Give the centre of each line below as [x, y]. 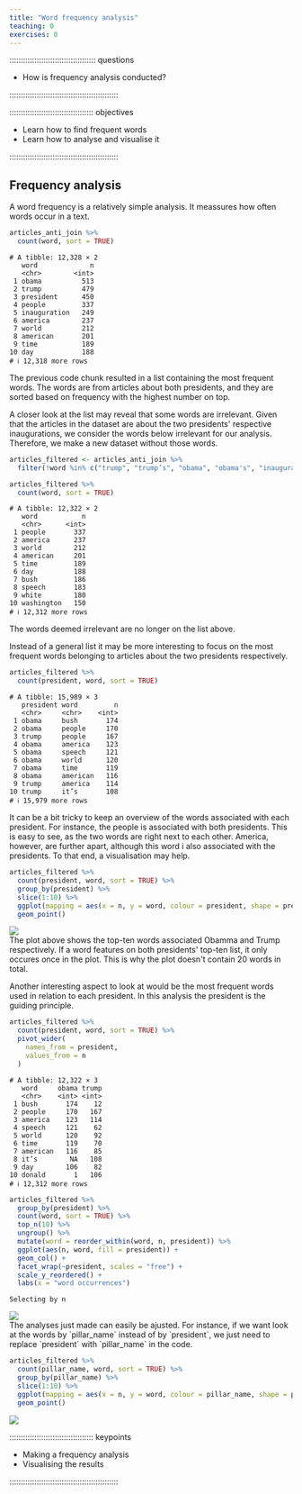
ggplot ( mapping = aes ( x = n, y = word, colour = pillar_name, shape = [152, 1394]
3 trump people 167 [66, 737]
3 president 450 [53, 297]
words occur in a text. [49, 216]
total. [19, 969]
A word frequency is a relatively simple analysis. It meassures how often [143, 207]
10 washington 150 [48, 603]
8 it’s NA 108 [58, 1159]
